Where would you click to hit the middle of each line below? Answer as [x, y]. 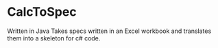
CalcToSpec [42, 12]
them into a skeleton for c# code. [54, 38]
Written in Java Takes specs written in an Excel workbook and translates [109, 31]
